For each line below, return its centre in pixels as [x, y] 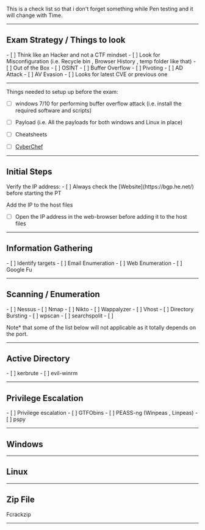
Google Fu [19, 269]
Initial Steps [29, 172]
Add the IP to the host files [40, 205]
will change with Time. [34, 15]
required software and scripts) [53, 110]
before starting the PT [34, 193]
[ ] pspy [16, 419]
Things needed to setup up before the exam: [62, 91]
